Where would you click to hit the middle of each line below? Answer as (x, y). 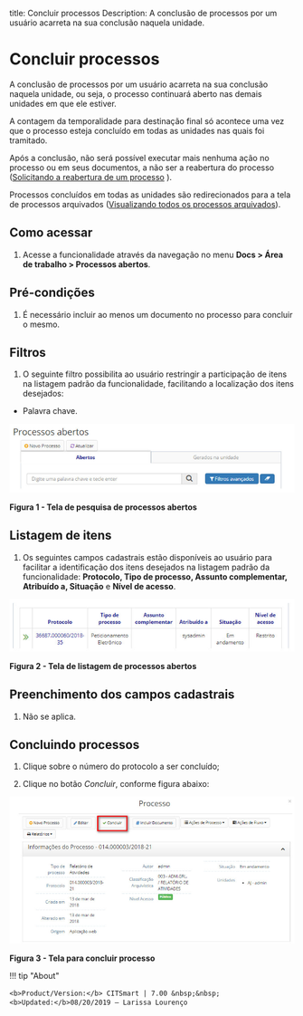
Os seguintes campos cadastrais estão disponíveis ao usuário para (147, 557)
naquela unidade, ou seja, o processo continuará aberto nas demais (136, 93)
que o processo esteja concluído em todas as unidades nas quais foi (137, 130)
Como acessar (51, 233)
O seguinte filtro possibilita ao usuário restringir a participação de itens (155, 374)
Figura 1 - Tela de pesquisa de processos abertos (103, 507)
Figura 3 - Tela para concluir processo (82, 958)
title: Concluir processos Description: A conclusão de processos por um (143, 13)
